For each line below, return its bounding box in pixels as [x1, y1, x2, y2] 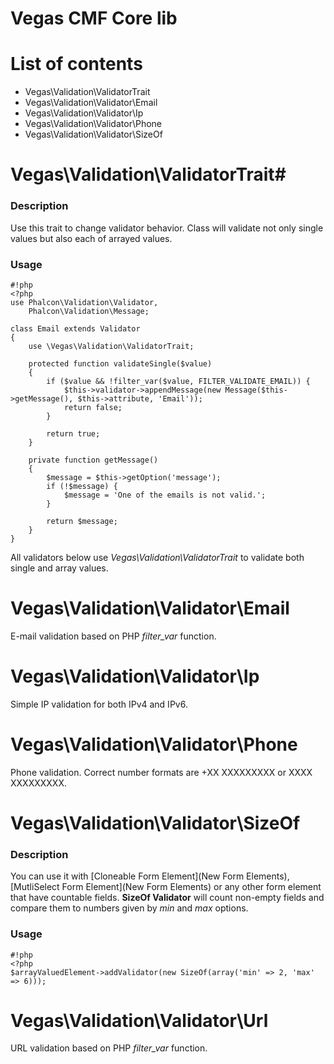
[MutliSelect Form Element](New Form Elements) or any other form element [10, 881, 322, 893]
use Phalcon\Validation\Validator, [10, 297, 159, 307]
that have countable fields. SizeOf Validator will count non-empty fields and [10, 892, 325, 904]
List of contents [10, 53, 143, 76]
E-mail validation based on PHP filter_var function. [10, 630, 217, 642]
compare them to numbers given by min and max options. [10, 902, 249, 914]
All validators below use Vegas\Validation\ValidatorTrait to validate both [10, 551, 305, 563]
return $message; [46, 516, 118, 526]
